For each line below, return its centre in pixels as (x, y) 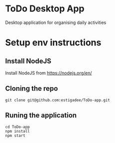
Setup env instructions (53, 43)
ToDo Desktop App (45, 9)
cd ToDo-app (17, 127)
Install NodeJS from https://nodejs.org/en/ (49, 73)
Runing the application (41, 115)
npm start (15, 136)
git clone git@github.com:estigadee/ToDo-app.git (58, 100)
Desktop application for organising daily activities (56, 22)
